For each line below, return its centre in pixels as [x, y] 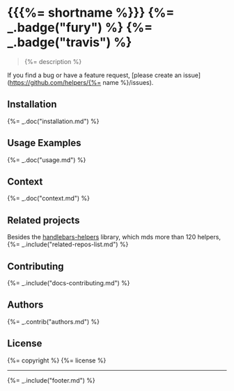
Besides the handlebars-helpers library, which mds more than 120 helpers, [114, 237]
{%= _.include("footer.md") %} [51, 380]
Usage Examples [44, 143]
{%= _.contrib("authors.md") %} [53, 321]
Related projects [44, 220]
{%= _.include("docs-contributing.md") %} [69, 283]
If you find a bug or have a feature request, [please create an [95, 75]
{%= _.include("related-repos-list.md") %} [68, 244]
